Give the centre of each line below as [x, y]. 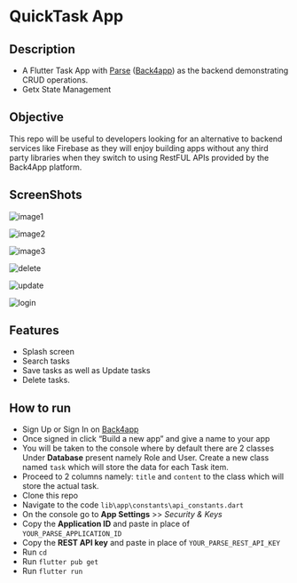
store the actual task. [60, 486]
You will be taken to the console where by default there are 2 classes [148, 448]
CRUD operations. [55, 80]
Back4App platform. [46, 167]
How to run [40, 407]
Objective [37, 117]
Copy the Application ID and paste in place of [106, 524]
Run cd [34, 552]
